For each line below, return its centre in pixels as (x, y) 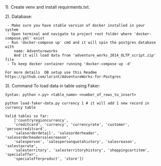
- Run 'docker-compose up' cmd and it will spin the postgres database (81, 42)
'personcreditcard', (26, 129)
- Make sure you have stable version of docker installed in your (76, 25)
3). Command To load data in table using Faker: (53, 86)
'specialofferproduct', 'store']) (49, 159)
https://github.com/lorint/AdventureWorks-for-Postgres (63, 77)
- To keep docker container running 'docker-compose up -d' (70, 64)
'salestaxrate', (21, 146)
